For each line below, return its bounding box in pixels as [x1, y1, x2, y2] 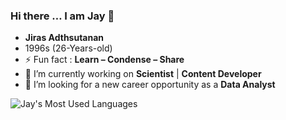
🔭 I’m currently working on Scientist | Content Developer [24, 68, 262, 80]
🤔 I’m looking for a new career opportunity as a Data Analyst [24, 79, 276, 91]
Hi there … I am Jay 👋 [10, 9, 115, 23]
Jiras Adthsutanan [24, 32, 105, 44]
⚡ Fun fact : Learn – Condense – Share [24, 54, 185, 66]
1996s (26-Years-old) [24, 42, 113, 54]
